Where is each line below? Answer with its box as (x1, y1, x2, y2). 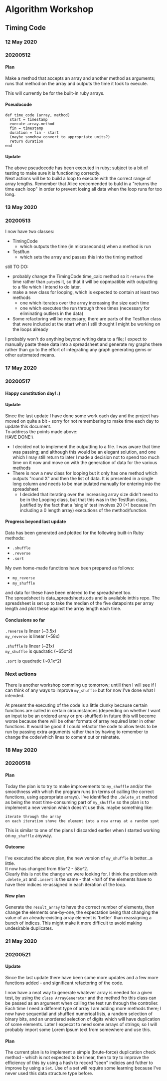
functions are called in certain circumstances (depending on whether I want (5, 707, 161, 713)
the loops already (12, 326, 48, 332)
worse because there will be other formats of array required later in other (5, 718, 156, 724)
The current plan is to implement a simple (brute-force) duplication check (5, 1049, 156, 1055)
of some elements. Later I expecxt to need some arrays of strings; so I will (5, 1022, 157, 1028)
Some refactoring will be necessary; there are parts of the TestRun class (12, 316, 162, 322)
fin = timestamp (9, 126, 43, 131)
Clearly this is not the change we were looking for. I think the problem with (5, 871, 158, 877)
